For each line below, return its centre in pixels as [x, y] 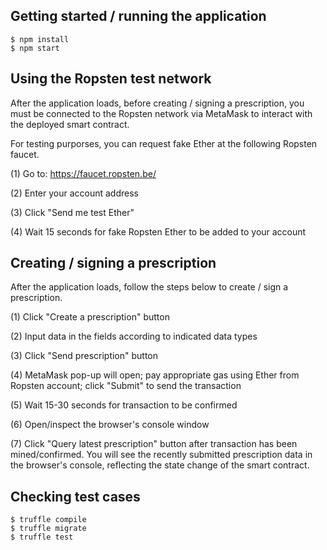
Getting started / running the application [138, 16]
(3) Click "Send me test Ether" [72, 212]
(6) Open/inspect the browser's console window [110, 425]
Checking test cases [75, 496]
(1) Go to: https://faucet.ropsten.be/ [83, 173]
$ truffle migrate [48, 529]
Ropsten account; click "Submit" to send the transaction [126, 386]
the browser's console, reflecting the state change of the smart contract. [160, 465]
